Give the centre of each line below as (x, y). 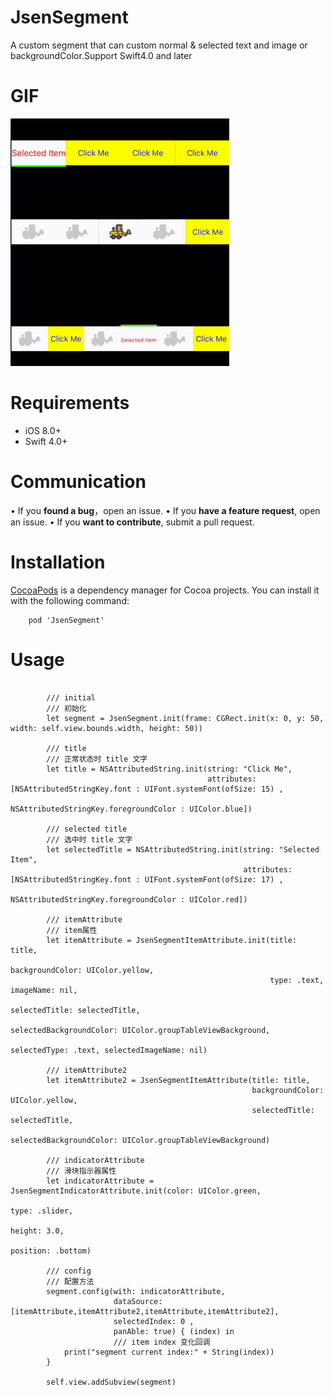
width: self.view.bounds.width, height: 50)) (106, 728)
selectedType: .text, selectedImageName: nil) (109, 1050)
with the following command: (70, 600)
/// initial (71, 697)
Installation (58, 562)
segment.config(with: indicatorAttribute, (136, 1291)
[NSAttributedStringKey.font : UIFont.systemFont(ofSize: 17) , (147, 879)
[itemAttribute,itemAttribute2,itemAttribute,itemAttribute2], (145, 1311)
